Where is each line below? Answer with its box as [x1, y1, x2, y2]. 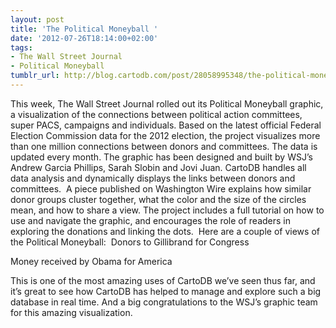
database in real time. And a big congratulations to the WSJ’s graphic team [10, 296, 318, 308]
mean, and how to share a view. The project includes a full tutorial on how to [10, 204, 325, 216]
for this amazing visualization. [10, 306, 133, 318]
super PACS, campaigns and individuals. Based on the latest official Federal [10, 119, 322, 131]
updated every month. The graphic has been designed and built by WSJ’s [10, 151, 313, 163]
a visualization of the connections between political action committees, [10, 108, 303, 120]
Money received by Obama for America [10, 255, 173, 267]
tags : [10, 42, 33, 53]
